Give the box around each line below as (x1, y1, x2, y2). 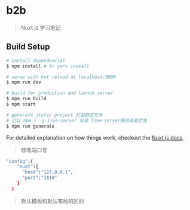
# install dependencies (6, 57, 66, 63)
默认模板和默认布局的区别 (20, 197, 84, 205)
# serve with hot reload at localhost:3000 (6, 74, 117, 80)
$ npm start (6, 101, 36, 107)
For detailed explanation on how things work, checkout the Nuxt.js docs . (6, 134, 185, 141)
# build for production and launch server (6, 90, 114, 96)
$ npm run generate (6, 123, 55, 129)
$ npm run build (6, 96, 47, 102)
